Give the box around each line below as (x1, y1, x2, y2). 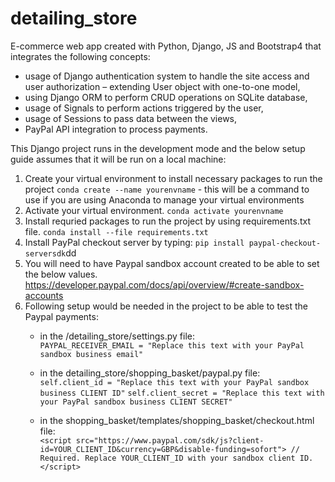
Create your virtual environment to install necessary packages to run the (24, 172, 323, 184)
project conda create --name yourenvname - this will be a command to (24, 183, 310, 195)
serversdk (24, 248, 67, 259)
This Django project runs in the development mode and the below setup (10, 142, 306, 154)
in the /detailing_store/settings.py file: (39, 330, 195, 342)
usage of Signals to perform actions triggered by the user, (24, 102, 264, 114)
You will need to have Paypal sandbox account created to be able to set (24, 257, 320, 269)
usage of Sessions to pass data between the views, (24, 112, 238, 124)
